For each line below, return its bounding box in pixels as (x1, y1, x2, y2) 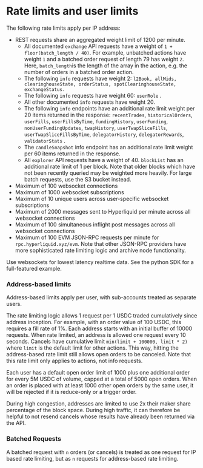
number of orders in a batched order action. (24, 68, 134, 75)
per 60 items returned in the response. (24, 150, 121, 157)
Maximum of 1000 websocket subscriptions (15, 188, 124, 195)
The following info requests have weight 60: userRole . (24, 92, 162, 99)
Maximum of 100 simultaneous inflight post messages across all (15, 220, 175, 228)
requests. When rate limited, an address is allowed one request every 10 (6, 331, 186, 339)
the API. (6, 419, 26, 427)
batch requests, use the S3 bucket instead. (24, 175, 131, 183)
